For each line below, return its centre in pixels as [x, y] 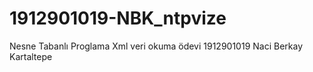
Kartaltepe [31, 56]
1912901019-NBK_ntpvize [118, 18]
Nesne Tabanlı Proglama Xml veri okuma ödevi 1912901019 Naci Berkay [156, 46]
